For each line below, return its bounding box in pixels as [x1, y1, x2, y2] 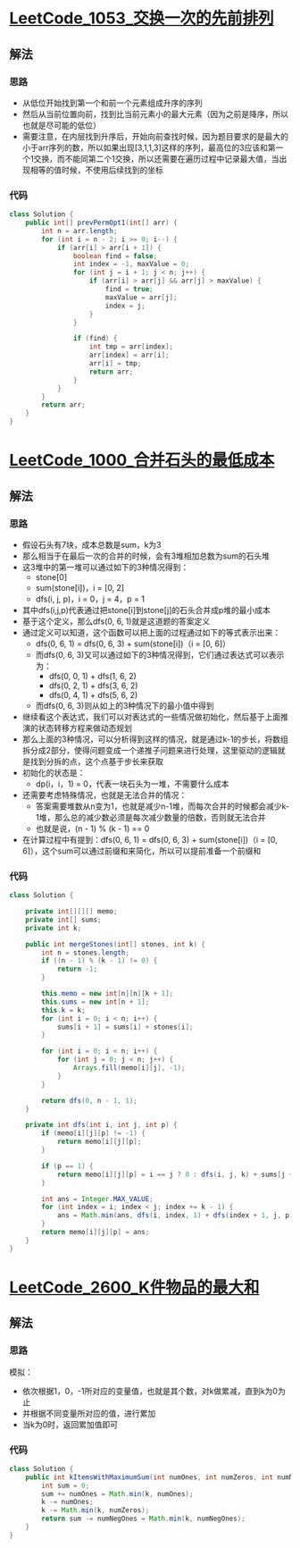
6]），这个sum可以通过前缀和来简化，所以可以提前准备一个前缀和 [21, 846, 262, 856]
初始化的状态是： [21, 767, 86, 778]
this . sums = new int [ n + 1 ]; [41, 997, 150, 1006]
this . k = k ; [41, 1005, 87, 1014]
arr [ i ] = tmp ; [88, 359, 142, 368]
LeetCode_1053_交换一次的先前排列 [9, 8, 274, 29]
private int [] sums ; [25, 915, 102, 924]
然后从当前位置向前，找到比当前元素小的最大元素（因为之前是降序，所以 [21, 108, 288, 119]
